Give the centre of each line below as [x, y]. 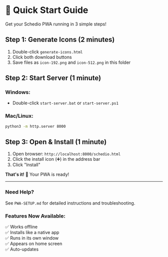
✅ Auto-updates [22, 250]
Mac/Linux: [19, 116]
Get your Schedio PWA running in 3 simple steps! [56, 24]
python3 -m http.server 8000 [35, 126]
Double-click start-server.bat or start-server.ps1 [65, 103]
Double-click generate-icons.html [47, 51]
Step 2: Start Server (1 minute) [53, 78]
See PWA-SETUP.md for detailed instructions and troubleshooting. [70, 203]
